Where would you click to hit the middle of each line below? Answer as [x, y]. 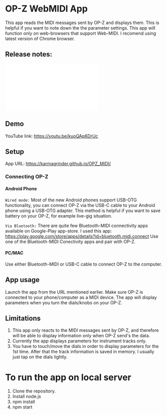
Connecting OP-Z [27, 177]
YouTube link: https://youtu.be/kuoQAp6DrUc [52, 136]
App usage [22, 280]
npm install [24, 402]
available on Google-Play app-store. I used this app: [59, 231]
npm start [22, 407]
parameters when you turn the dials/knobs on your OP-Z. [64, 302]
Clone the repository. [34, 391]
